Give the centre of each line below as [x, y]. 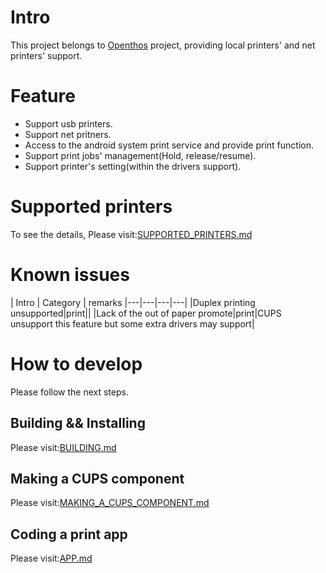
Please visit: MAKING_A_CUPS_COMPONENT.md [110, 503]
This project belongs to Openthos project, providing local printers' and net [163, 45]
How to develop [76, 363]
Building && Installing [78, 423]
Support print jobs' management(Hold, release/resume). [140, 155]
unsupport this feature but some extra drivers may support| [132, 323]
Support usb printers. [68, 123]
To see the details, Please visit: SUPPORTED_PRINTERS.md [131, 234]
